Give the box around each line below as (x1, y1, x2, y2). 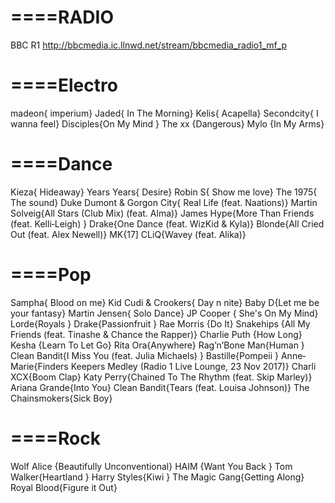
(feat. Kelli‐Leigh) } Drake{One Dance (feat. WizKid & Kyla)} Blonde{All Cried (10, 217, 325, 230)
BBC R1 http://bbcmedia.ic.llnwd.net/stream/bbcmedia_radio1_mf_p (10, 39, 288, 51)
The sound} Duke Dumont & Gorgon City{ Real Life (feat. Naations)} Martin (10, 196, 318, 208)
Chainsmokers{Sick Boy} (10, 392, 113, 404)
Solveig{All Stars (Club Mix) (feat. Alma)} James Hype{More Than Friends (10, 207, 315, 219)
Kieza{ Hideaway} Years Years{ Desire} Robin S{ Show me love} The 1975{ (10, 186, 318, 198)
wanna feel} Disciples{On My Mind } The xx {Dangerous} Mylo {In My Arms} (10, 117, 325, 130)
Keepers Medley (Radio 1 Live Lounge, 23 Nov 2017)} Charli (70, 360, 317, 372)
